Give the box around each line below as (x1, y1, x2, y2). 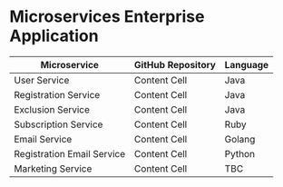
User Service (14, 74, 70, 86)
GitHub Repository (134, 58, 216, 71)
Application (9, 25, 99, 46)
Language (224, 58, 269, 71)
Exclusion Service (14, 103, 91, 115)
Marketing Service (14, 162, 93, 174)
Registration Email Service (14, 147, 126, 160)
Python (224, 147, 256, 160)
